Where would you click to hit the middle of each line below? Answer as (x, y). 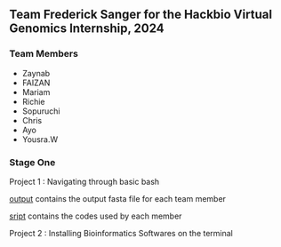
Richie (34, 101)
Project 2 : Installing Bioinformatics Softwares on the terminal (121, 233)
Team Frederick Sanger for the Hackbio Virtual (141, 15)
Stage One (32, 162)
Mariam (36, 92)
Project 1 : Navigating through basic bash (84, 181)
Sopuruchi (41, 111)
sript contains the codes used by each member (96, 216)
